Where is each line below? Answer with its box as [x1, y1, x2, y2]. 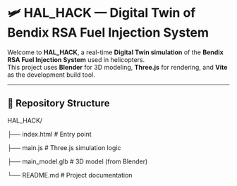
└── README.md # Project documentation [7, 170, 133, 179]
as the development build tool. [7, 70, 95, 79]
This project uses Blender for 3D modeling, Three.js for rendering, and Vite [7, 63, 228, 71]
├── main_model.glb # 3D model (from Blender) [7, 157, 148, 166]
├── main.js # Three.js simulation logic [7, 143, 121, 151]
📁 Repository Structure [7, 97, 110, 109]
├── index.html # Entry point [7, 130, 92, 138]
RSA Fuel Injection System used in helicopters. [7, 55, 145, 63]
